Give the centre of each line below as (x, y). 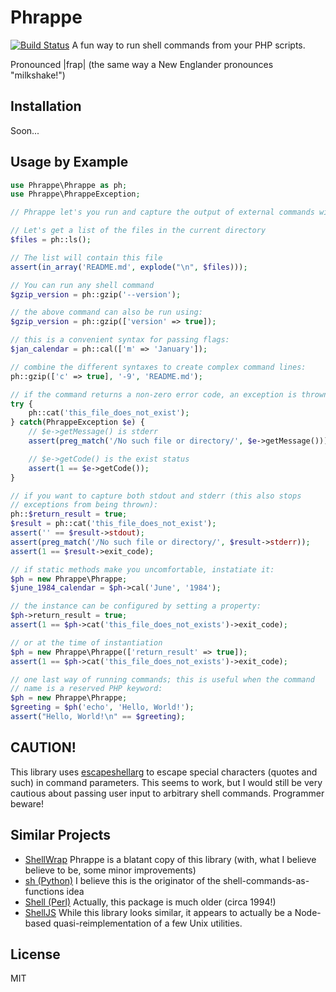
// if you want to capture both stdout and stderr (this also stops (156, 496)
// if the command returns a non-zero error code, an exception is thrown (169, 394)
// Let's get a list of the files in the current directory (138, 231)
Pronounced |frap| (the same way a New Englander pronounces (142, 64)
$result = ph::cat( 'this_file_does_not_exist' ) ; (113, 524)
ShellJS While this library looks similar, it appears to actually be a (158, 912)
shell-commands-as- (266, 880)
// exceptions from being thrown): (84, 505)
